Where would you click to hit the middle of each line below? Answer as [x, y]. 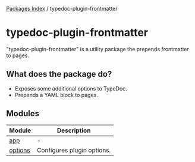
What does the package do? [59, 74]
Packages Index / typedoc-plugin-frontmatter [62, 9]
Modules [23, 113]
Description [74, 130]
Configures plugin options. [74, 150]
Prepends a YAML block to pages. [56, 95]
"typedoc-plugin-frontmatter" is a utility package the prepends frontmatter [97, 49]
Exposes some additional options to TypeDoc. [71, 88]
